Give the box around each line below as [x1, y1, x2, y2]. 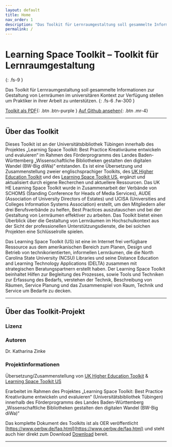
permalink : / [5, 27, 33, 32]
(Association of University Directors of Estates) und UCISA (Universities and [5, 195, 166, 202]
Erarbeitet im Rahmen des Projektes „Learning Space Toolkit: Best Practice [5, 388, 163, 394]
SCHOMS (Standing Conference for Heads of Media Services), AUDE [5, 190, 151, 196]
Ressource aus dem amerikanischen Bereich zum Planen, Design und [5, 244, 152, 250]
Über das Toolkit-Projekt [5, 307, 85, 316]
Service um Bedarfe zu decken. [5, 288, 72, 294]
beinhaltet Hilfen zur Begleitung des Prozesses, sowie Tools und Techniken [5, 271, 164, 277]
